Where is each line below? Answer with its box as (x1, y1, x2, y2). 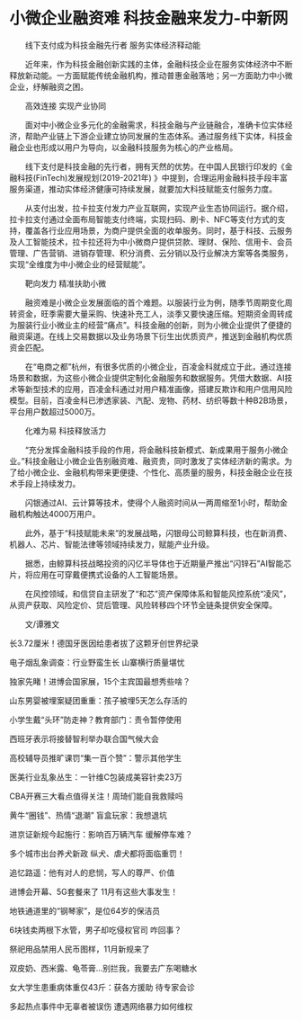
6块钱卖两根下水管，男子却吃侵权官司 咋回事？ (9, 924, 182, 935)
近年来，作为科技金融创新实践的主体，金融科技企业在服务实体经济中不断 (24, 58, 293, 69)
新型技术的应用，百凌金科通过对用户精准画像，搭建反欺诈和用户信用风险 (24, 383, 293, 394)
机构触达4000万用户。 (16, 508, 101, 519)
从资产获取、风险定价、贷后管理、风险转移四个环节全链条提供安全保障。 (9, 599, 277, 610)
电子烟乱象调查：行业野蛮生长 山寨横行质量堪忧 (9, 657, 185, 667)
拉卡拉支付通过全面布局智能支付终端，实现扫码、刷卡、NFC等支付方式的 (9, 213, 279, 225)
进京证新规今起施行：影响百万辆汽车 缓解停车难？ (9, 828, 193, 839)
